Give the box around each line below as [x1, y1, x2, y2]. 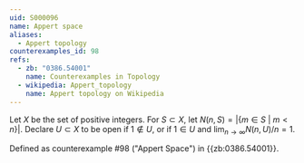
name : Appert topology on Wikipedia [25, 89, 165, 98]
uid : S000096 [9, 13, 59, 23]
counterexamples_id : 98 [9, 47, 100, 56]
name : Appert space [9, 22, 83, 31]
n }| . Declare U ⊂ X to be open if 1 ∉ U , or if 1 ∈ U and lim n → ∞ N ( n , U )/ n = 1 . [9, 123, 296, 137]
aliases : [9, 30, 43, 39]
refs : [9, 55, 30, 64]
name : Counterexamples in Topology [25, 72, 161, 81]
